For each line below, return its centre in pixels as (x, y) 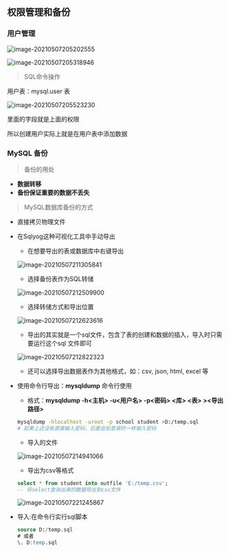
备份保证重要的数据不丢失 (53, 192)
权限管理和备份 (39, 12)
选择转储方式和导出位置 (60, 306)
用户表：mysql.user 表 (39, 91)
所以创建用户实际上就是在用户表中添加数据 (67, 133)
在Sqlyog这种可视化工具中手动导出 (66, 236)
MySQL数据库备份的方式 (58, 207)
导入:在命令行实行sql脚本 (52, 517)
